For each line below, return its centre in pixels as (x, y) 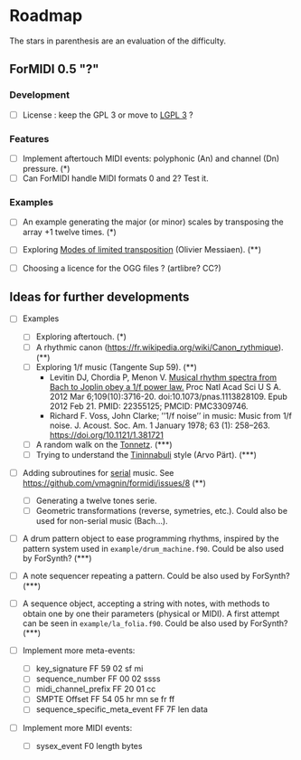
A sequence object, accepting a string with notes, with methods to (146, 603)
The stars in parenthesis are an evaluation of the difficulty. (118, 41)
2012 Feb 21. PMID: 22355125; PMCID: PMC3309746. (149, 406)
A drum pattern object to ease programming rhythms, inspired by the (151, 538)
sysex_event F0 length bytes (89, 746)
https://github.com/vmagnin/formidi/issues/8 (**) (114, 483)
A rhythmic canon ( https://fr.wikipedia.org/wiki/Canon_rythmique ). (160, 347)
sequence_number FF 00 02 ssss (98, 679)
